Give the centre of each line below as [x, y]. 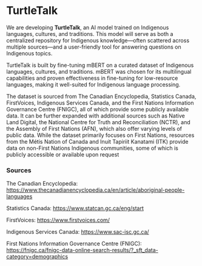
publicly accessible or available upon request [63, 154]
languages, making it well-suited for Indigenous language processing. [93, 84]
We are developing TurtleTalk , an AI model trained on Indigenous [88, 27]
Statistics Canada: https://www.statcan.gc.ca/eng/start [75, 208]
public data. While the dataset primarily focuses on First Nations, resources [100, 135]
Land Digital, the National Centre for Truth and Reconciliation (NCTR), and [99, 122]
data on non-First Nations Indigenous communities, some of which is [93, 148]
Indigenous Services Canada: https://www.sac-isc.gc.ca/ [78, 232]
